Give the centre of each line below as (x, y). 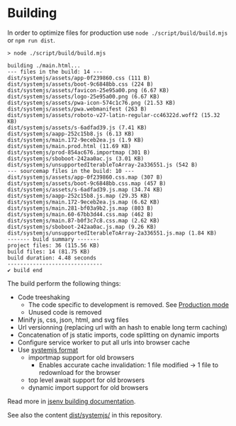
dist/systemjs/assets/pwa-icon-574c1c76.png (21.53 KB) (91, 103)
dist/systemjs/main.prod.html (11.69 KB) (69, 146)
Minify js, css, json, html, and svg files (73, 320)
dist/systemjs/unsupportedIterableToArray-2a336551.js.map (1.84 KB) (112, 233)
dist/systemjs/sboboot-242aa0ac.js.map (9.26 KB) (82, 227)
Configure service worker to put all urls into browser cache (103, 342)
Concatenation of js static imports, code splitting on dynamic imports (118, 335)
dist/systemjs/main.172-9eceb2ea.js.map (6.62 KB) (84, 202)
